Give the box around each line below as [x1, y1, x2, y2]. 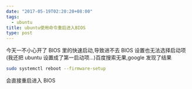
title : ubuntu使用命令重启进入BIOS [6, 24, 86, 31]
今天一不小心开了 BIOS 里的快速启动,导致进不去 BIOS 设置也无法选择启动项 [6, 47, 186, 54]
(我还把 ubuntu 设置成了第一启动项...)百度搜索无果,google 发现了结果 [6, 54, 172, 61]
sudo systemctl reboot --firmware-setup [6, 66, 107, 72]
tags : [6, 14, 19, 20]
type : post [6, 30, 33, 36]
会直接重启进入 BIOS [6, 77, 56, 84]
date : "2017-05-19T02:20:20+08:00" [6, 8, 93, 15]
